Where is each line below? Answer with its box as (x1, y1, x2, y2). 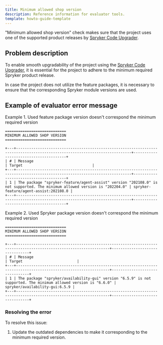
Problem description (5, 49, 68, 57)
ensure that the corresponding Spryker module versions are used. (5, 87, 137, 93)
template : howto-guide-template (5, 16, 71, 21)
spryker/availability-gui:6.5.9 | (5, 284, 75, 289)
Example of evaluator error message (5, 101, 118, 109)
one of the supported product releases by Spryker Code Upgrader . (5, 35, 139, 41)
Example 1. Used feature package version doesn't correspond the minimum (5, 114, 156, 120)
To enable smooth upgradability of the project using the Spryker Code (5, 62, 145, 68)
